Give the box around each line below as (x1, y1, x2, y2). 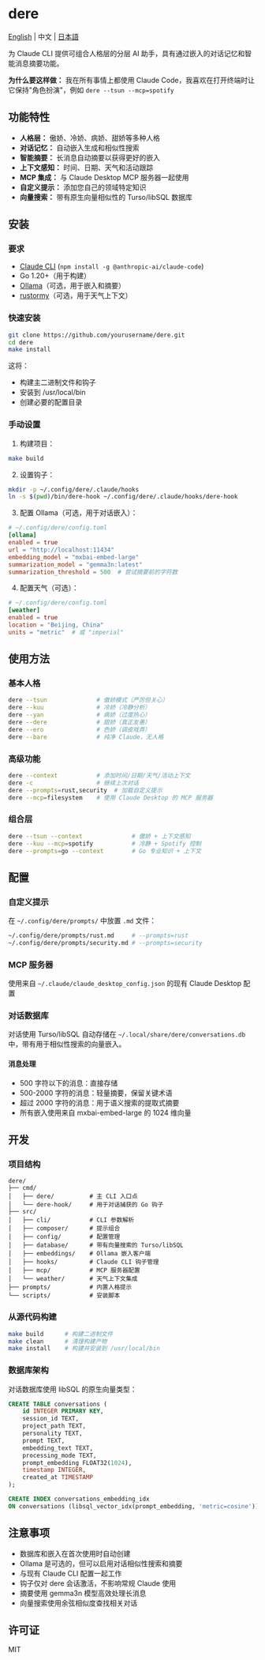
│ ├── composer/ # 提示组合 (8, 1225, 121, 1233)
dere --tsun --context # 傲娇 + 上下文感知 (8, 832, 191, 840)
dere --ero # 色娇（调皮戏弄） (8, 725, 151, 733)
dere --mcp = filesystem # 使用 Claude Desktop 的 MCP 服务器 (8, 793, 214, 802)
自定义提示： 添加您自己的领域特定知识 (19, 183, 147, 192)
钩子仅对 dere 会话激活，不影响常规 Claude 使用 (19, 1578, 176, 1588)
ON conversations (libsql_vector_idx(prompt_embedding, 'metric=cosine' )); (8, 1502, 263, 1510)
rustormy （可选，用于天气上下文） (19, 291, 132, 300)
